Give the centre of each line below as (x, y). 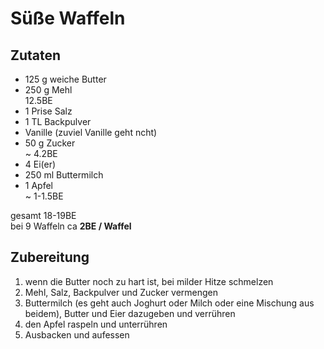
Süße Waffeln (68, 18)
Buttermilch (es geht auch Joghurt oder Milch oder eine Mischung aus (169, 303)
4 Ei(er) (40, 164)
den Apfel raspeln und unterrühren (96, 324)
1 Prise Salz (48, 111)
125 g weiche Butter (65, 79)
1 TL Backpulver (58, 121)
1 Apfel (38, 185)
